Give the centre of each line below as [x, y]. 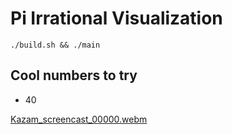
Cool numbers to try [74, 75]
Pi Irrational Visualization [116, 18]
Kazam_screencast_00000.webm [79, 119]
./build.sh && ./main [55, 45]
